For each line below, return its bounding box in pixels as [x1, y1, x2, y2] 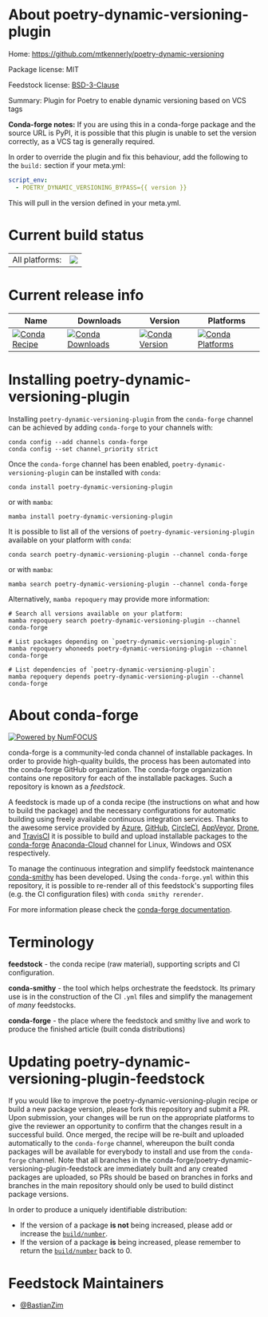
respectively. [8, 848, 50, 858]
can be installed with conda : [70, 467, 161, 477]
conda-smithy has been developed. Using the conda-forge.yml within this [8, 872, 250, 882]
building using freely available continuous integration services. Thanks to [8, 815, 249, 824]
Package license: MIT [8, 64, 80, 74]
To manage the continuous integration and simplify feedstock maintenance [8, 864, 254, 874]
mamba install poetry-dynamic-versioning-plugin [8, 512, 173, 521]
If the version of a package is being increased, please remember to [19, 1238, 241, 1247]
